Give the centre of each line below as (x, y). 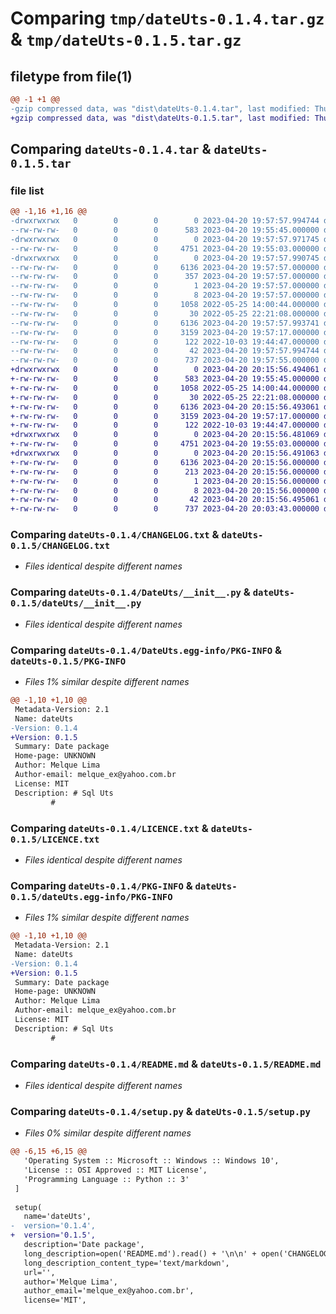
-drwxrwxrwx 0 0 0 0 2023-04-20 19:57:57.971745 (165, 239)
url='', (39, 1272)
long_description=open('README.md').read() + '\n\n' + (140, 1253)
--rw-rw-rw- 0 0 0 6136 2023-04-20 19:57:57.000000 (165, 267)
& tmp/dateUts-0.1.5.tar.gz (126, 39)
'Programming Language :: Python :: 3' (106, 1179)
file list (27, 190)
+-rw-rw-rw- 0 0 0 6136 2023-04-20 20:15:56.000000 (165, 462)
